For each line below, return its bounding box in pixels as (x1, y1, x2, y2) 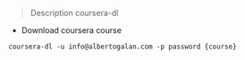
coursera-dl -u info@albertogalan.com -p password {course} (8, 42, 238, 51)
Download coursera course (21, 25, 122, 35)
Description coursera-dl (30, 8, 119, 18)
